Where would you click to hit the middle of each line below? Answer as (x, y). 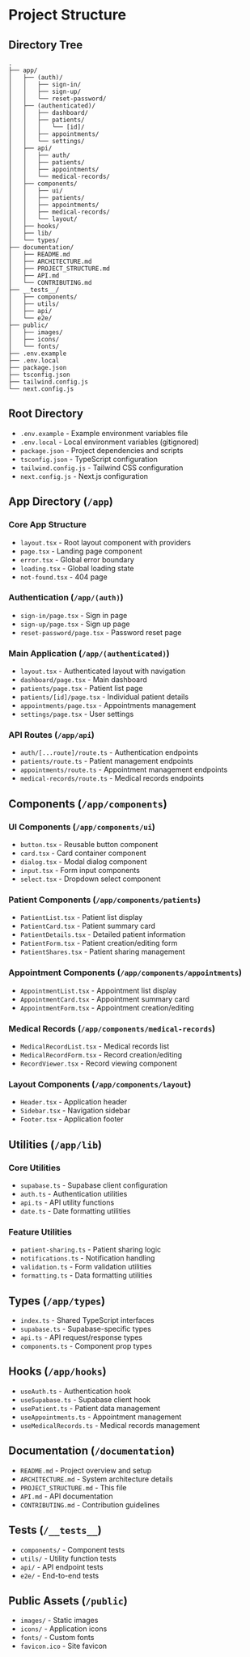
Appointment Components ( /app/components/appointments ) (125, 973)
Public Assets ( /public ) (68, 1601)
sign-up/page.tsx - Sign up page (75, 624)
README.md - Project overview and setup (86, 1470)
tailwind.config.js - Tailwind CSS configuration (102, 468)
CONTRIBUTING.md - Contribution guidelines (90, 1504)
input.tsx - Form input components (80, 871)
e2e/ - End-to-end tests (59, 1575)
